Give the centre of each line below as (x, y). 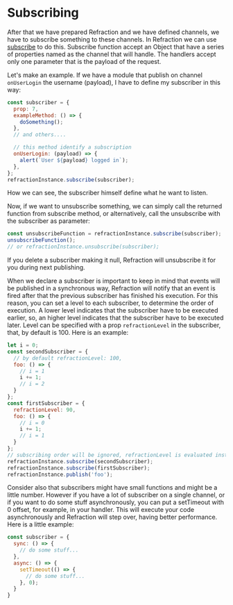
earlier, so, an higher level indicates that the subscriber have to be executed (115, 318)
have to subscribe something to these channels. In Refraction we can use (112, 39)
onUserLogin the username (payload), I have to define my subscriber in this (114, 82)
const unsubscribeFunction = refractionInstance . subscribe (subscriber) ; (114, 234)
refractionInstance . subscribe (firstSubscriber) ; (79, 468)
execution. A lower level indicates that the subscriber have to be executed (113, 310)
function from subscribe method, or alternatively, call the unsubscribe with (114, 214)
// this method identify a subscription (72, 147)
